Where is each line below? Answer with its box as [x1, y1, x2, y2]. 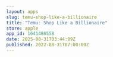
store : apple [6, 25, 39, 31]
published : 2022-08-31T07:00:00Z [6, 42, 89, 48]
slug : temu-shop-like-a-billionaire [6, 14, 97, 20]
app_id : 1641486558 [6, 31, 55, 37]
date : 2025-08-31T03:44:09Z [6, 36, 76, 42]
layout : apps [6, 8, 39, 15]
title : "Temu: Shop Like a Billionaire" [6, 20, 108, 26]
